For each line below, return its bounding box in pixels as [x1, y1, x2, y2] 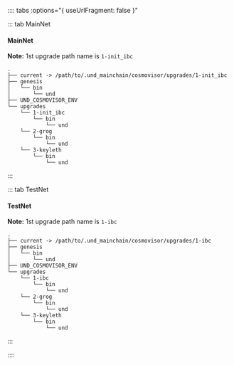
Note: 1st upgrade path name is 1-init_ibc [7, 52, 134, 60]
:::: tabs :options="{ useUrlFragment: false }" [7, 6, 139, 14]
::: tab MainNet [7, 20, 51, 28]
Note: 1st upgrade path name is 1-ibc [7, 217, 117, 226]
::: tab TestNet [7, 185, 49, 194]
